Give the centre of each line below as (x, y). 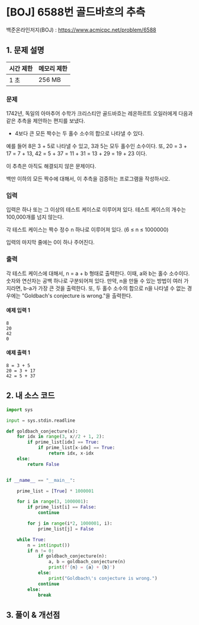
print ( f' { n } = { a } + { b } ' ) (82, 567)
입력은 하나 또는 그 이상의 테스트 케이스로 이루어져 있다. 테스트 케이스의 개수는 (96, 210)
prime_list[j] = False (66, 529)
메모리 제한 (53, 68)
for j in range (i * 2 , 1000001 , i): (70, 523)
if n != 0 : (41, 551)
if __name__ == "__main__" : (41, 480)
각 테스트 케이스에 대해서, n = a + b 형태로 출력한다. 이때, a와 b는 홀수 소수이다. (98, 273)
